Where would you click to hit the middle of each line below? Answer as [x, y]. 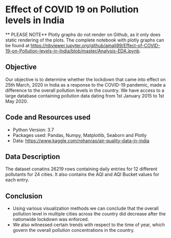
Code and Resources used [48, 117]
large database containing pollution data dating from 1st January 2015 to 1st [85, 95]
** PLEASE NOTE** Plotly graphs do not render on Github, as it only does [83, 34]
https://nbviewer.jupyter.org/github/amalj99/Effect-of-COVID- [95, 45]
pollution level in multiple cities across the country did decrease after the [89, 214]
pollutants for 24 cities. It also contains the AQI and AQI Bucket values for [82, 174]
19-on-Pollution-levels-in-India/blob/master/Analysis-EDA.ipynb [72, 51]
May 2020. [17, 101]
